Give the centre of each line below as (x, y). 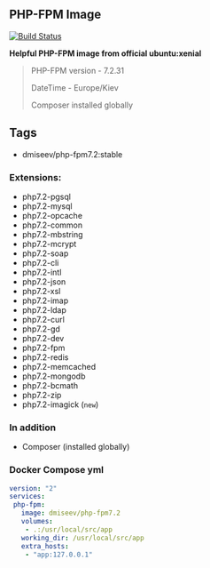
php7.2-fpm (43, 348)
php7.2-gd (41, 329)
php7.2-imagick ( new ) (60, 404)
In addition (32, 428)
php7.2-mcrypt (49, 244)
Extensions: (35, 177)
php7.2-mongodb (54, 376)
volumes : (37, 522)
